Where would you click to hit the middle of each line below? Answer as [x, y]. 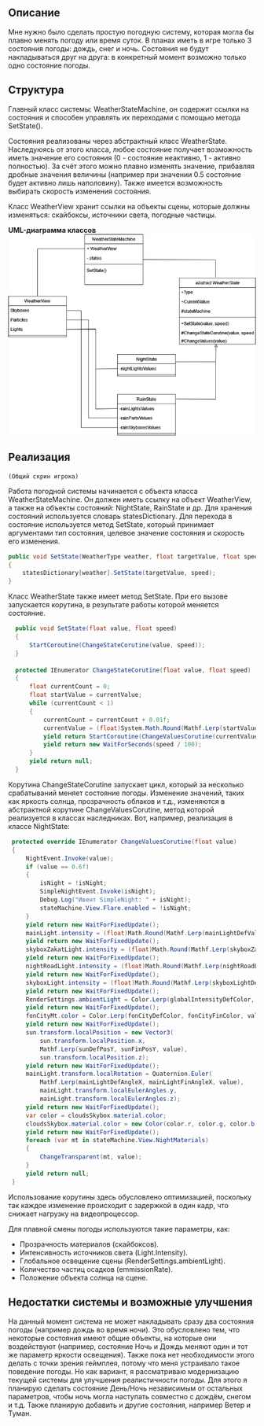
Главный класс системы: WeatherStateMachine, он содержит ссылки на [129, 109]
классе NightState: [39, 826]
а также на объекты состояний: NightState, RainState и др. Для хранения [130, 507]
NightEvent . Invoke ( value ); [70, 858]
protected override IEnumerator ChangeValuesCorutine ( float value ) [124, 842]
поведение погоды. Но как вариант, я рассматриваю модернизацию [124, 1371]
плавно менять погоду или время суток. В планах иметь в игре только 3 [130, 40]
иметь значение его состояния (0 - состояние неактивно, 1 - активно [125, 157]
